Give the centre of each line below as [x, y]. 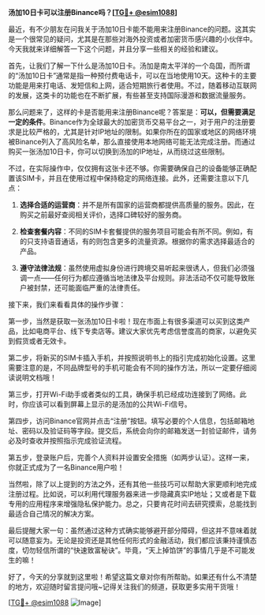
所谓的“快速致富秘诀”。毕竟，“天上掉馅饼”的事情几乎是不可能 [149, 550]
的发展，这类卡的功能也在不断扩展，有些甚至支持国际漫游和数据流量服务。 [129, 95]
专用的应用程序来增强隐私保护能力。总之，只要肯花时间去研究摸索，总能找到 [132, 504]
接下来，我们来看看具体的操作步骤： [67, 304]
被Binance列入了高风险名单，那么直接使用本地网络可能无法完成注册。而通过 [132, 142]
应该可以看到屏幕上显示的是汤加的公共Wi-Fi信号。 [110, 404]
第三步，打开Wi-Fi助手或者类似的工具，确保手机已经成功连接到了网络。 [124, 394]
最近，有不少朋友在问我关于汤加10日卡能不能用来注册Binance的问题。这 [125, 29]
